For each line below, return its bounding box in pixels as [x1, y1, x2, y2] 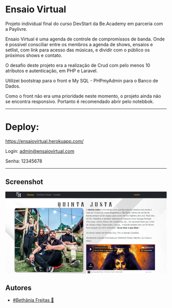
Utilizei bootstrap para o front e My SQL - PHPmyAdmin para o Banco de [5, 77, 159, 84]
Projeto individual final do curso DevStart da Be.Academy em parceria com [5, 20, 163, 27]
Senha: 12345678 [5, 158, 42, 164]
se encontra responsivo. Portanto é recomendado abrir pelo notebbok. [5, 98, 155, 105]
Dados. [5, 83, 20, 89]
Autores [5, 283, 32, 293]
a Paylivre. [5, 26, 28, 32]
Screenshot [5, 178, 44, 187]
